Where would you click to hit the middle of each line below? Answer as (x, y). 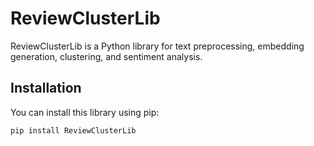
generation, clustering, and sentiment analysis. (106, 56)
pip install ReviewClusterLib (73, 130)
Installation (46, 88)
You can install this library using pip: (85, 112)
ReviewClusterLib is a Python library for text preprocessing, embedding (157, 46)
